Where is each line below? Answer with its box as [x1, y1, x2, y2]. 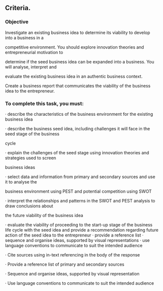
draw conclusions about [5, 203, 54, 209]
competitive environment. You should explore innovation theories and [5, 44, 145, 50]
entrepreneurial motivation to [5, 49, 63, 55]
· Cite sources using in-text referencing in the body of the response [5, 252, 140, 257]
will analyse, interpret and [5, 64, 57, 70]
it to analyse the [5, 179, 37, 184]
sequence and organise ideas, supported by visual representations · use [5, 237, 150, 243]
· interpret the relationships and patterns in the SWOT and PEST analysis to [5, 198, 156, 203]
